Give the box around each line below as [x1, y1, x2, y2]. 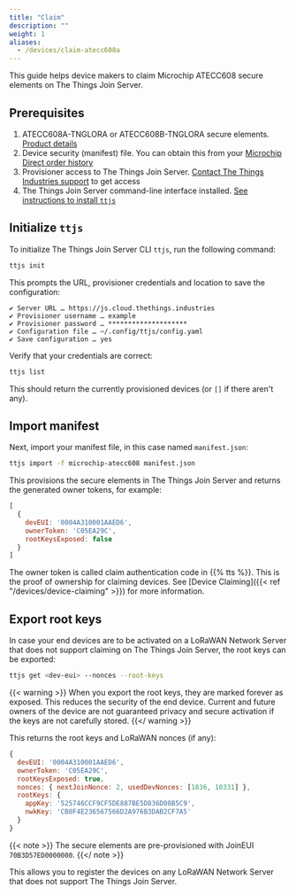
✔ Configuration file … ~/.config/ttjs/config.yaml [9, 327, 203, 336]
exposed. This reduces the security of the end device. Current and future [9, 697, 276, 707]
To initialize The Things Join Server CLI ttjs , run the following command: [9, 244, 277, 254]
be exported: [9, 654, 56, 665]
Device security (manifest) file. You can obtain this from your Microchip [21, 147, 283, 158]
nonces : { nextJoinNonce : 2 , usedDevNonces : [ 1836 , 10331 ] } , [17, 782, 251, 791]
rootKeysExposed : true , [17, 774, 104, 783]
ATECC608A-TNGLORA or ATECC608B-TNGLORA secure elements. [21, 128, 269, 139]
